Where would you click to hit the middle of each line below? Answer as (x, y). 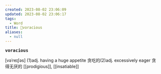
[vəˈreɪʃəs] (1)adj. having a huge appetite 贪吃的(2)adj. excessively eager (78, 60)
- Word (16, 23)
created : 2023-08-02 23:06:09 (36, 9)
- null (16, 37)
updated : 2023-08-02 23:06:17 (36, 14)
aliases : (14, 32)
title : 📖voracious (24, 28)
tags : (10, 18)
